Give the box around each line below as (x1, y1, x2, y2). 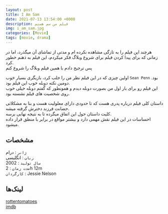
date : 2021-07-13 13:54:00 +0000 (5, 16, 75, 21)
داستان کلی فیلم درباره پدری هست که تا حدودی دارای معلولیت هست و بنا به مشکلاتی (5, 100, 163, 106)
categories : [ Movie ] (5, 30, 49, 35)
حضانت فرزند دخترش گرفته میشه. (5, 105, 69, 111)
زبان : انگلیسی (5, 154, 34, 160)
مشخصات (5, 136, 33, 144)
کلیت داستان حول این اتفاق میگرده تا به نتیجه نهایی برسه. (5, 110, 112, 116)
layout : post (5, 7, 33, 12)
